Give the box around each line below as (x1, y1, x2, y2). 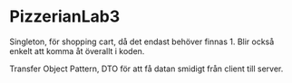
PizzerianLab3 (9, 6, 121, 27)
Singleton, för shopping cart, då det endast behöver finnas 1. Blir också (9, 36, 275, 47)
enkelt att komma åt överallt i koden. (9, 45, 145, 56)
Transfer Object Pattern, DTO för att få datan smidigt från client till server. (9, 63, 284, 74)
